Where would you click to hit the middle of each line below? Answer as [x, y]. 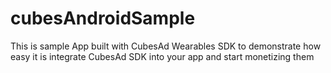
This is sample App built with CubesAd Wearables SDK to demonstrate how [166, 46]
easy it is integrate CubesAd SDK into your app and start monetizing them [162, 56]
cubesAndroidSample [103, 18]
